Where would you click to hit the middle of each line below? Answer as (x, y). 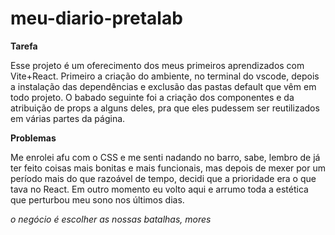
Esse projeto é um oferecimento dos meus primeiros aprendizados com (157, 65)
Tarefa (24, 46)
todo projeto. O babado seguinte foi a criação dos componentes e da (152, 97)
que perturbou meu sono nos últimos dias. (97, 199)
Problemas (33, 138)
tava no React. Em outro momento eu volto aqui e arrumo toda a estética (159, 189)
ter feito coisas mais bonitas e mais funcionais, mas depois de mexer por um (168, 168)
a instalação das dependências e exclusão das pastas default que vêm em (163, 86)
